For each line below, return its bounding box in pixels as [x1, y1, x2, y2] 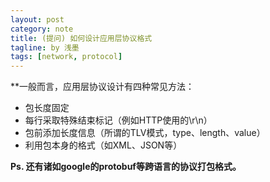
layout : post [10, 14, 65, 25]
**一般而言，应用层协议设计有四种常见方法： [10, 81, 195, 93]
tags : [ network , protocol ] [10, 52, 123, 62]
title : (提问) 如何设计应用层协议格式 [10, 33, 153, 43]
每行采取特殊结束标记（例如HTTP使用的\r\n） [24, 114, 213, 126]
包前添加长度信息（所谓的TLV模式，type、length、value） [24, 127, 266, 139]
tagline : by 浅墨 [10, 42, 80, 53]
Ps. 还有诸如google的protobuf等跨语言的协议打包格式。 [10, 161, 242, 173]
